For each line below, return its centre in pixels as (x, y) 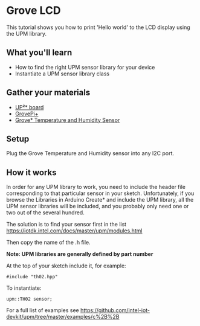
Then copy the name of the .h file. (48, 243)
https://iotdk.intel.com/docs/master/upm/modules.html (74, 231)
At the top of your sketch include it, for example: (66, 266)
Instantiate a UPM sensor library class (62, 74)
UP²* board (29, 107)
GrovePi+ (27, 113)
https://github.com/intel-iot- (115, 310)
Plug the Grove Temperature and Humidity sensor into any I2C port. (90, 153)
